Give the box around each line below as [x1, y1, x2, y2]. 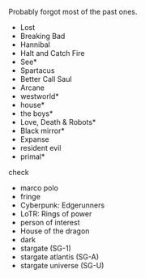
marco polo [19, 183, 59, 193]
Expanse [19, 135, 50, 144]
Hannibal [19, 40, 50, 49]
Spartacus [19, 66, 55, 75]
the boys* [19, 109, 53, 118]
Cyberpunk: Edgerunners [19, 200, 105, 210]
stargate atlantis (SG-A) [19, 252, 100, 262]
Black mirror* [19, 126, 65, 135]
